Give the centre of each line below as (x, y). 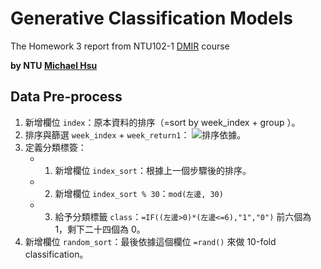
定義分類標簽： (55, 147)
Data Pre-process (66, 97)
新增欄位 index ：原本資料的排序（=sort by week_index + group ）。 (162, 122)
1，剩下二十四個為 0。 (100, 229)
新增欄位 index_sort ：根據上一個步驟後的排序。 (153, 170)
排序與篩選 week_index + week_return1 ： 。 (135, 134)
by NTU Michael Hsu (54, 65)
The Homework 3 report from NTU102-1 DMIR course (120, 46)
